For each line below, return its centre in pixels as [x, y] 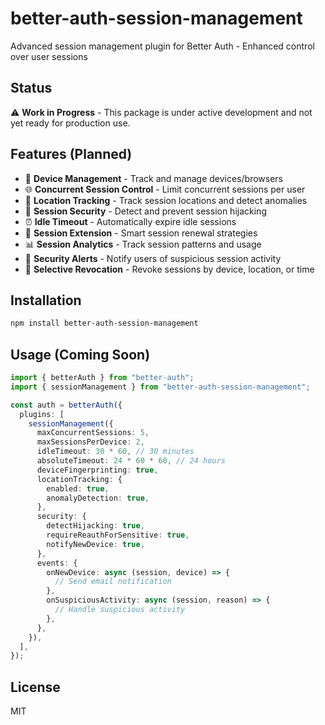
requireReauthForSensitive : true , [118, 535]
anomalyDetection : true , [98, 498]
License [35, 687]
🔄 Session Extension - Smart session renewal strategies [141, 233]
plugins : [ [42, 414]
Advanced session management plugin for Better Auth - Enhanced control [162, 46]
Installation [46, 300]
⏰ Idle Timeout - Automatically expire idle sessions [130, 221]
